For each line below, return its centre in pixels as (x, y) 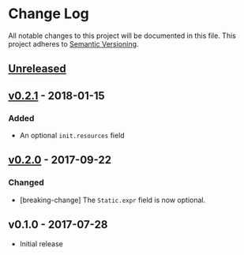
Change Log (49, 14)
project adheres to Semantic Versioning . (73, 43)
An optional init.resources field (72, 136)
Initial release (41, 244)
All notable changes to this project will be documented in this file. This (122, 36)
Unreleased (38, 69)
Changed (26, 182)
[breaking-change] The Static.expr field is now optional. (113, 200)
